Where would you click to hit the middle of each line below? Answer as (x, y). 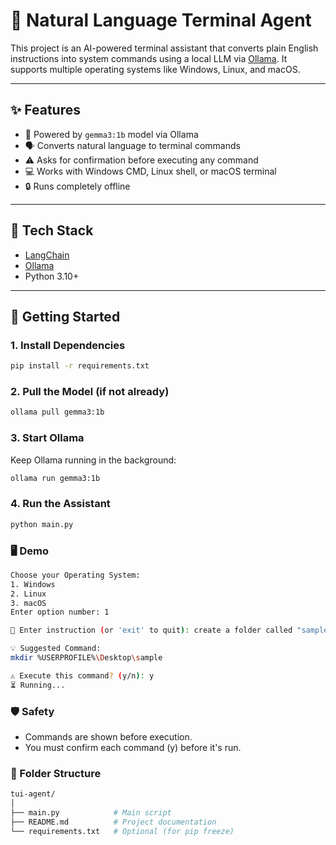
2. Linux (28, 594)
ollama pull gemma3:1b (57, 412)
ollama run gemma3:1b (55, 478)
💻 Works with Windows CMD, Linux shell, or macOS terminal (150, 171)
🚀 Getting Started (65, 316)
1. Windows (33, 584)
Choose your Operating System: (75, 575)
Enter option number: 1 (60, 612)
